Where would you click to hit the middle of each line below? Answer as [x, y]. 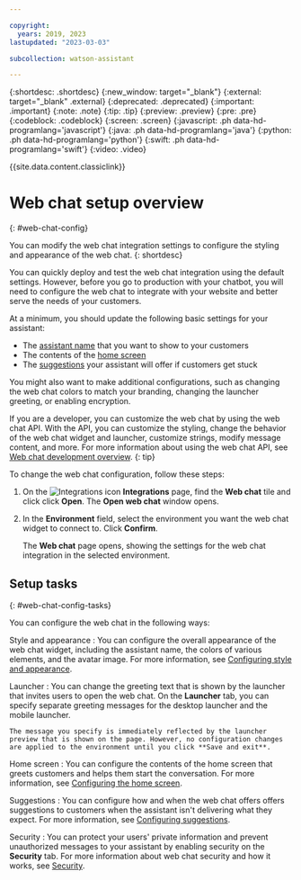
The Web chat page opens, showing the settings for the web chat [144, 546]
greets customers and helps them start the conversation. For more [132, 773]
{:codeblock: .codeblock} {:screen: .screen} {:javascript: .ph [120, 121]
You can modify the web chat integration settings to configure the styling [144, 246]
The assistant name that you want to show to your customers [135, 346]
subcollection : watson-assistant [72, 58]
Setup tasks [44, 584]
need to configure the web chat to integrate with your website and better [144, 292]
